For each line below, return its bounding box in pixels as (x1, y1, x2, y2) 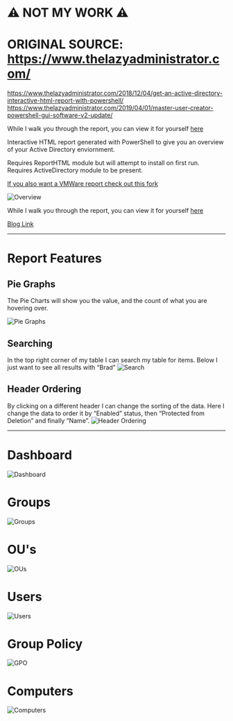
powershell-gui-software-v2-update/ (7, 111, 113, 119)
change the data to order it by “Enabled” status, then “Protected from (7, 409, 205, 417)
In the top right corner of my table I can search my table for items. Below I (7, 356, 218, 364)
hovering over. (7, 304, 49, 313)
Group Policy (7, 636, 83, 652)
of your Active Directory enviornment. (7, 146, 116, 154)
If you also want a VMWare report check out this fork (7, 180, 158, 188)
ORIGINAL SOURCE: (7, 37, 123, 53)
